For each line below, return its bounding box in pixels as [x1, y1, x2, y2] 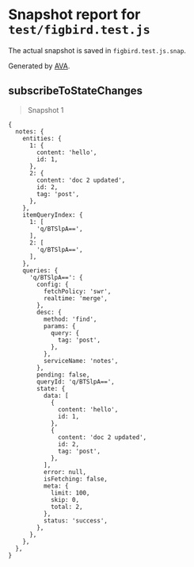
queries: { [22, 266, 59, 275]
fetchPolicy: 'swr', [43, 287, 112, 295]
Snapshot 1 [27, 105, 64, 114]
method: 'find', [43, 315, 97, 323]
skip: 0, [50, 496, 80, 503]
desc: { [36, 308, 62, 316]
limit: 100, [50, 488, 90, 497]
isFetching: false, [43, 475, 108, 483]
